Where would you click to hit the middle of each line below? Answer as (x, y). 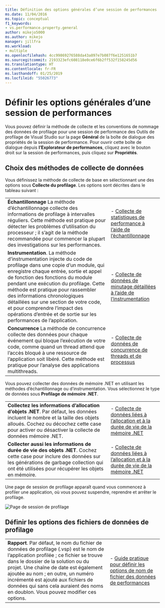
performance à (128, 223)
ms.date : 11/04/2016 (26, 14)
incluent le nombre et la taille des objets (53, 417)
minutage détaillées (133, 286)
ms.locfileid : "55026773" (31, 78)
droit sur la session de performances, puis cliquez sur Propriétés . (72, 152)
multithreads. (23, 371)
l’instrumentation (130, 299)
